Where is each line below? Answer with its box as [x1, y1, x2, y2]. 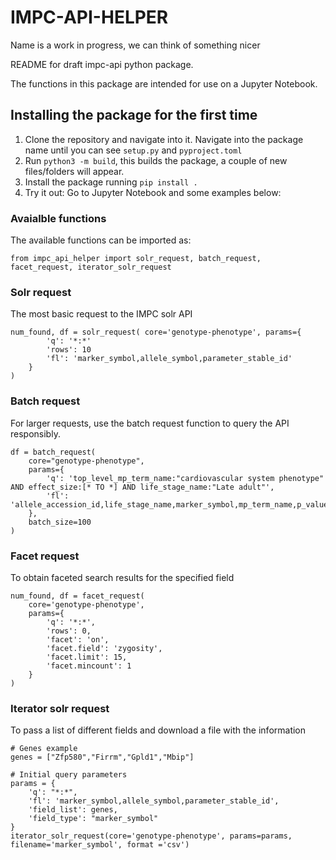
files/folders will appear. [24, 165, 125, 177]
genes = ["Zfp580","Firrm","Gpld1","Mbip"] [10, 752, 195, 763]
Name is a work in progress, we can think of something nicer [10, 39, 261, 51]
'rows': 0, [46, 626, 92, 636]
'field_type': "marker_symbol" [28, 814, 159, 824]
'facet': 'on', [46, 634, 110, 645]
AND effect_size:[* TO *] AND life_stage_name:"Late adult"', [10, 482, 275, 492]
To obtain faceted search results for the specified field [10, 571, 235, 583]
